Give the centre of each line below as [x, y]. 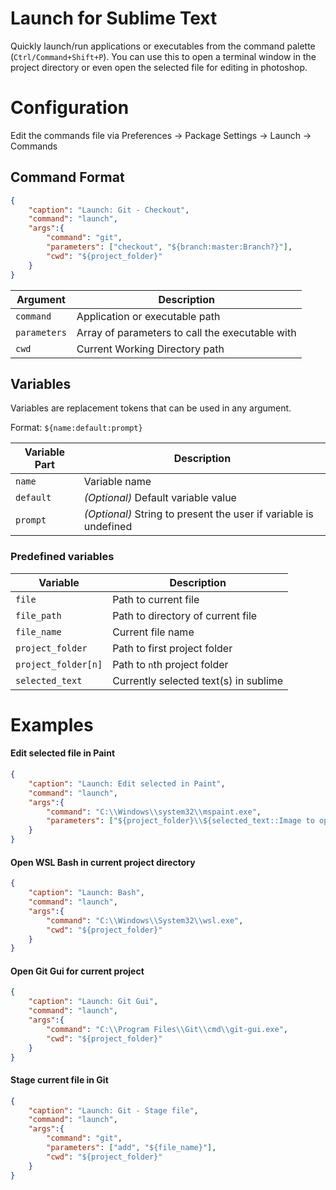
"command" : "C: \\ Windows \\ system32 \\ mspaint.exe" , [154, 812]
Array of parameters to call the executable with [186, 332]
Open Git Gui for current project [77, 971]
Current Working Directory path [150, 349]
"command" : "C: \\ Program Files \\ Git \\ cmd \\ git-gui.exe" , [167, 1029]
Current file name [153, 632]
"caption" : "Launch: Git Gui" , [93, 1002]
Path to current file [156, 599]
